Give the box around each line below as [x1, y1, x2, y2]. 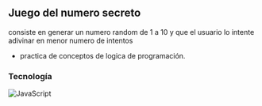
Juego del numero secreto [8, 6, 141, 20]
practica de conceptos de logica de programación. [19, 51, 186, 60]
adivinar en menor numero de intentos [8, 36, 133, 45]
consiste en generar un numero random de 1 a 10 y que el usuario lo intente [8, 27, 255, 36]
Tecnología [8, 70, 52, 81]
